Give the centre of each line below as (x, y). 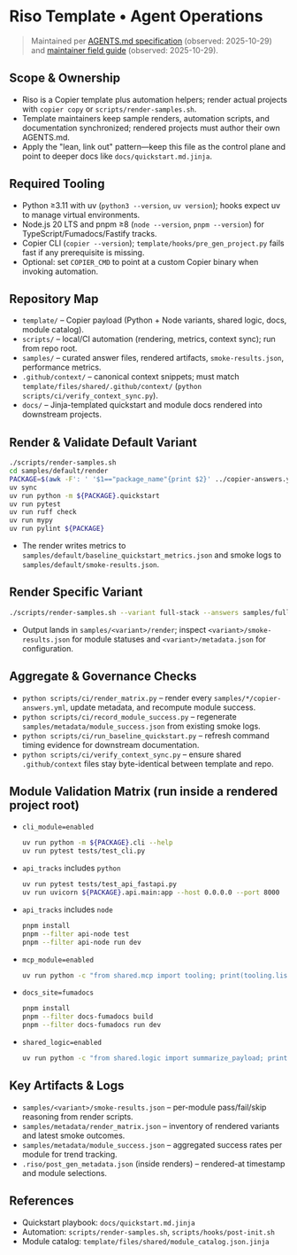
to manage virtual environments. (81, 214)
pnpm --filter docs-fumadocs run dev (91, 1025)
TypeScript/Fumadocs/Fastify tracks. (89, 233)
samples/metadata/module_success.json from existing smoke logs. (141, 726)
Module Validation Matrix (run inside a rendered (144, 791)
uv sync (23, 487)
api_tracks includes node (67, 909)
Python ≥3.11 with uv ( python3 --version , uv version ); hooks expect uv (151, 205)
